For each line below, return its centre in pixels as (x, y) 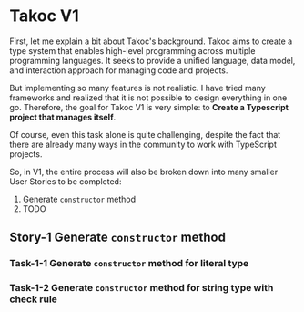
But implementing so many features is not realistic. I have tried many (137, 88)
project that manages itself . (63, 117)
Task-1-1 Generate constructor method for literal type (129, 264)
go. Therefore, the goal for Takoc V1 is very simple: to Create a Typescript (149, 107)
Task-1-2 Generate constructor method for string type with (142, 288)
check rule (33, 299)
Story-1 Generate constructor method (117, 238)
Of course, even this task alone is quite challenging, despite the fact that (145, 134)
